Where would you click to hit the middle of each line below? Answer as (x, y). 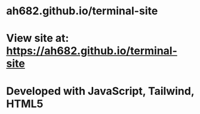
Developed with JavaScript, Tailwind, (100, 91)
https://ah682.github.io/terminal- (92, 51)
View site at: (38, 38)
